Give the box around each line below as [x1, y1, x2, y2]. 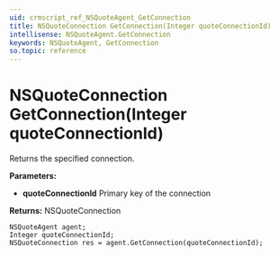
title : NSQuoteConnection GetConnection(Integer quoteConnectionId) [9, 22, 272, 31]
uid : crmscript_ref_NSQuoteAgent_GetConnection [9, 13, 192, 22]
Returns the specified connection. [9, 154, 135, 164]
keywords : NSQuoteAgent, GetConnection [9, 38, 159, 48]
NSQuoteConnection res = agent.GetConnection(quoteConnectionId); [9, 239, 264, 248]
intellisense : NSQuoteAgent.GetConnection [9, 30, 171, 39]
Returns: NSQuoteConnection [9, 206, 121, 216]
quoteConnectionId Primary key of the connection [22, 188, 211, 199]
